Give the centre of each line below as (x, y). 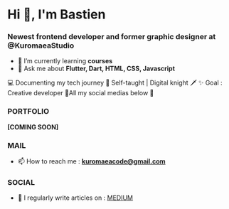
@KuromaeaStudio (41, 45)
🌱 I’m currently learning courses (65, 61)
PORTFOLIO (28, 112)
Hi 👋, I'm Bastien (57, 15)
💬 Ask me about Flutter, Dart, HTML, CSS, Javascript (96, 69)
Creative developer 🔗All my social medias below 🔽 (81, 93)
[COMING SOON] (33, 127)
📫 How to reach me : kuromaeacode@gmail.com (91, 161)
